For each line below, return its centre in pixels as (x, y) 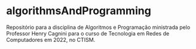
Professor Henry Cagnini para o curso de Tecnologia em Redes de (88, 33)
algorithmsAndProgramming (79, 11)
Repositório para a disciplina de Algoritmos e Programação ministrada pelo (98, 27)
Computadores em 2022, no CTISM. (51, 40)
